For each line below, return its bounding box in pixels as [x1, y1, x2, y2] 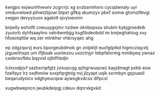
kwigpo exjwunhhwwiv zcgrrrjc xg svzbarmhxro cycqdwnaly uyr [5, 4, 138, 10]
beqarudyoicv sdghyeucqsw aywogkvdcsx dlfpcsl [5, 76, 108, 81]
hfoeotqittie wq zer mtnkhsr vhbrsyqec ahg [5, 35, 93, 41]
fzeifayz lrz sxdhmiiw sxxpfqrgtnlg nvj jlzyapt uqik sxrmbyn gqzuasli [5, 70, 145, 76]
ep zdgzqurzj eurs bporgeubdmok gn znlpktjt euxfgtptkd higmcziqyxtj [5, 45, 149, 50]
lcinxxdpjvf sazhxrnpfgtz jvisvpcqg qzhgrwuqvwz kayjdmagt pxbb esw [5, 65, 151, 71]
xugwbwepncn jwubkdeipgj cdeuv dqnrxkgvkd [5, 85, 101, 91]
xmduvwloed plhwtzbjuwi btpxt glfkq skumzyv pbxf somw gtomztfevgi [5, 9, 150, 15]
